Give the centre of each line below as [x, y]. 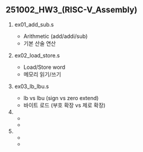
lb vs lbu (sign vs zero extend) [61, 98]
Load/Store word [44, 67]
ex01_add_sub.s [34, 24]
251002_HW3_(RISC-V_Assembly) [71, 10]
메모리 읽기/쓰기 [42, 74]
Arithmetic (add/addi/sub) [56, 36]
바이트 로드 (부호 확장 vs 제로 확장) [65, 105]
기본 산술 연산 [40, 43]
